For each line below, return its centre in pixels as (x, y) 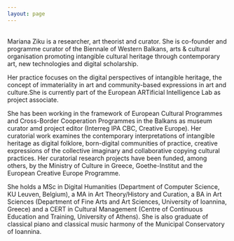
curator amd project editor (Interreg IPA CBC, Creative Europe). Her (104, 128)
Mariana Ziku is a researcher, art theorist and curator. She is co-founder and (117, 41)
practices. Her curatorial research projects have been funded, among (107, 158)
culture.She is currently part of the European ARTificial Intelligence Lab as (114, 92)
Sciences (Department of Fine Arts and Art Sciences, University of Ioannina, (117, 202)
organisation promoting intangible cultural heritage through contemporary (114, 56)
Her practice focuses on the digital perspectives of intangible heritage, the (115, 77)
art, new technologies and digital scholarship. (73, 63)
